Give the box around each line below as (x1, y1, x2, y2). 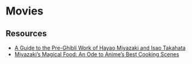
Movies (5, 4, 43, 18)
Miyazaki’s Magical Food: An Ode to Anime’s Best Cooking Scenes (14, 51, 179, 58)
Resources (5, 28, 47, 39)
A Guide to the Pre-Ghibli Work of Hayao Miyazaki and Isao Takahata (14, 44, 186, 51)
